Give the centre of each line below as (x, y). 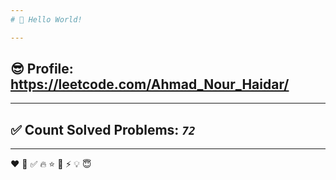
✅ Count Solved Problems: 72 (103, 129)
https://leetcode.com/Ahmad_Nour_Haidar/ (150, 84)
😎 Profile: (42, 69)
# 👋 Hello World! (46, 19)
